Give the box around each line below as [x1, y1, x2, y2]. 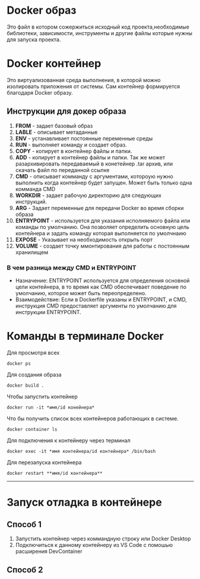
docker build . [7, 382, 45, 389]
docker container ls [7, 426, 58, 432]
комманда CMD [15, 185, 56, 192]
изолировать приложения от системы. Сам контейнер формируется [7, 83, 180, 90]
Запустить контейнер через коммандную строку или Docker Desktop [15, 535, 192, 542]
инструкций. [15, 198, 47, 205]
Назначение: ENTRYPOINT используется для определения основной [15, 277, 190, 284]
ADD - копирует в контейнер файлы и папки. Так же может [15, 154, 166, 161]
